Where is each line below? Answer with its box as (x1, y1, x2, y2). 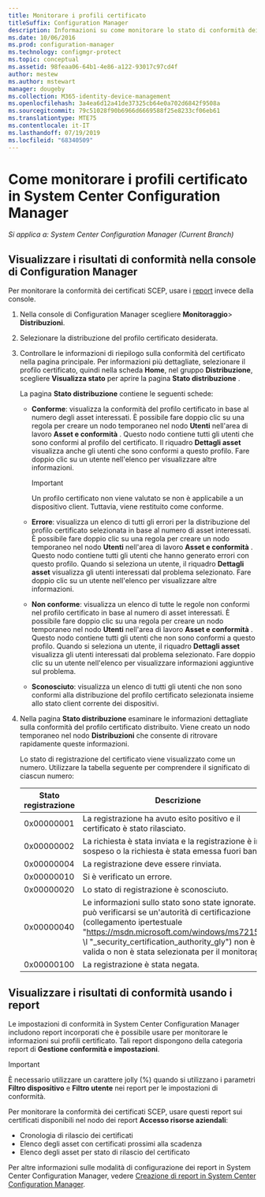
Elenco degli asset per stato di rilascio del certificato (19, 1147, 191, 1157)
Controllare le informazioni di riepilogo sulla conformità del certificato (19, 349, 245, 358)
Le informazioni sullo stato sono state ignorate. (82, 897, 256, 908)
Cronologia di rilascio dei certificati (19, 1131, 133, 1140)
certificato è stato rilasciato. (82, 823, 186, 834)
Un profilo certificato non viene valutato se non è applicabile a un (31, 494, 244, 503)
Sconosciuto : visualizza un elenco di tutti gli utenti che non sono (31, 682, 242, 691)
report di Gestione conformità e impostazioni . (8, 1045, 160, 1054)
